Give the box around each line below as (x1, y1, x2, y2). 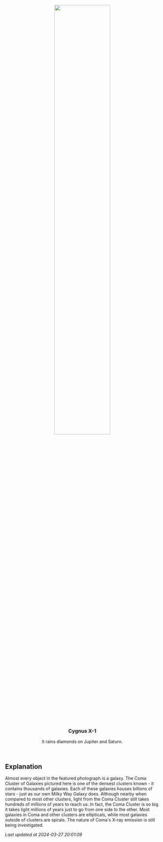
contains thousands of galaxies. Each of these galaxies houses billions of (5, 786, 153, 792)
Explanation (5, 762, 43, 771)
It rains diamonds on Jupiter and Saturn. (41, 739, 123, 745)
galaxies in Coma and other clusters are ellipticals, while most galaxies (5, 812, 148, 818)
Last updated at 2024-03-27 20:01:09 (5, 832, 82, 838)
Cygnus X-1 (68, 727, 96, 734)
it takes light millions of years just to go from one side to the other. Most (5, 807, 150, 813)
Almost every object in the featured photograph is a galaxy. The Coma (5, 775, 147, 781)
